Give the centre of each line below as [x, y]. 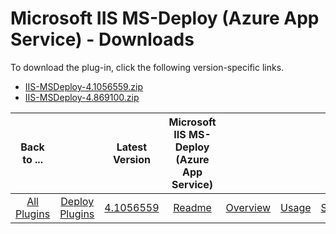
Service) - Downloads [102, 39]
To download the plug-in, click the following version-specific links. [147, 67]
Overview [248, 207]
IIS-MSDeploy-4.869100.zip [82, 97]
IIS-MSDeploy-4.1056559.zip [84, 86]
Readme [192, 207]
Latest [132, 147]
